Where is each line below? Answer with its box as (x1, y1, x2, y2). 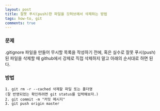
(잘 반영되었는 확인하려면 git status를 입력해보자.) (5, 92, 98, 97)
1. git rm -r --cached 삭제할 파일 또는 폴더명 (5, 86, 93, 92)
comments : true (5, 20, 36, 26)
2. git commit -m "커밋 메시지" (5, 97, 65, 102)
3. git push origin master (5, 101, 60, 106)
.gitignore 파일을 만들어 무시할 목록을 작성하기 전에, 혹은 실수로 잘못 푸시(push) (5, 49, 156, 55)
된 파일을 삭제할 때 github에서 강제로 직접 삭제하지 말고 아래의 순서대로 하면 (5, 55, 148, 61)
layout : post (5, 7, 32, 12)
